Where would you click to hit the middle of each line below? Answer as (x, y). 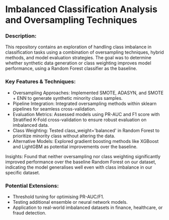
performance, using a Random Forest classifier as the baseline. (71, 68)
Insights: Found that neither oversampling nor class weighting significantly (83, 156)
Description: (21, 36)
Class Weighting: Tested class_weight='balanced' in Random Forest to (86, 130)
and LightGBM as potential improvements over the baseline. (75, 146)
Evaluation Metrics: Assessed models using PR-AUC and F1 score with (86, 114)
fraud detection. (29, 213)
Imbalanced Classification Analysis (81, 9)
